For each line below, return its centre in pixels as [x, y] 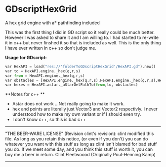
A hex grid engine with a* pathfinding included [53, 23]
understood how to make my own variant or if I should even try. [77, 114]
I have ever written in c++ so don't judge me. [51, 48]
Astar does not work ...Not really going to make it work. [68, 104]
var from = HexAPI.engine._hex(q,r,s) [45, 76]
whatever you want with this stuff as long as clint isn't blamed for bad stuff [81, 144]
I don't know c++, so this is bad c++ [49, 120]
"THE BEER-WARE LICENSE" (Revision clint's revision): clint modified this [80, 134]
